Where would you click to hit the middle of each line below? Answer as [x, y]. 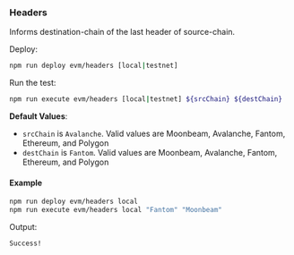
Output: [23, 227]
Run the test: [33, 83]
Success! [26, 243]
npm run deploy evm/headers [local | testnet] [94, 66]
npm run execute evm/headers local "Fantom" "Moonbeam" [116, 210]
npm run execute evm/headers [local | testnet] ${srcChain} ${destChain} [146, 99]
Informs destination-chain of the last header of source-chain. [122, 32]
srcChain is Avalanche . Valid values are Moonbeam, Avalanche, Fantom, [154, 134]
